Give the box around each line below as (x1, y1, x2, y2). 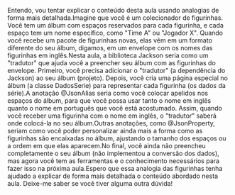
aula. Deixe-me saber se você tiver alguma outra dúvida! (7, 179, 173, 187)
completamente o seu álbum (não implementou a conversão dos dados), (7, 149, 220, 157)
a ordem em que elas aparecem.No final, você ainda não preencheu (7, 142, 206, 150)
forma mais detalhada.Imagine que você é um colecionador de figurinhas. (7, 13, 224, 22)
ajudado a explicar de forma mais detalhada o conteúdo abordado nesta (7, 172, 219, 180)
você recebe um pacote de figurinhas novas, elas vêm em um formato (7, 36, 213, 45)
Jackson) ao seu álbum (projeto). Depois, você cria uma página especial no (7, 74, 229, 82)
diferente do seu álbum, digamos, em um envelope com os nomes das (7, 44, 213, 52)
